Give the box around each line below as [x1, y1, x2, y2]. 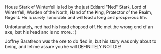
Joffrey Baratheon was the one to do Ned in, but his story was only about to [5, 38, 157, 44]
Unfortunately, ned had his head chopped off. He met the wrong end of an [5, 24, 153, 30]
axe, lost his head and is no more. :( [5, 29, 76, 35]
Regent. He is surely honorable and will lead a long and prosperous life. [5, 15, 147, 20]
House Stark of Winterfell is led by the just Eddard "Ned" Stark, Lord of [5, 4, 147, 10]
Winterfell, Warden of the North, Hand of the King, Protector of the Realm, [5, 9, 153, 15]
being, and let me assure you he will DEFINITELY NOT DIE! [5, 44, 122, 49]
